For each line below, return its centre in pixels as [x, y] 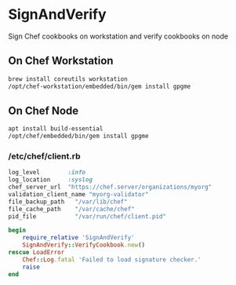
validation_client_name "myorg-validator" [78, 194]
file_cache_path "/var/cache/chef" [71, 209]
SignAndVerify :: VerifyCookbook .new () [84, 245]
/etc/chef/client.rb [44, 156]
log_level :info [47, 173]
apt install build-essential [56, 129]
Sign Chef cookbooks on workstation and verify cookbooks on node [118, 36]
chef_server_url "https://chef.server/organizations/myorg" [110, 187]
